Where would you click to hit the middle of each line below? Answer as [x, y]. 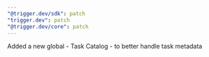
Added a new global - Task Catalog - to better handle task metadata [105, 47]
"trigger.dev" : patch [39, 20]
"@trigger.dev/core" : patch [48, 26]
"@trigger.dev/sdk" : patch [46, 14]
